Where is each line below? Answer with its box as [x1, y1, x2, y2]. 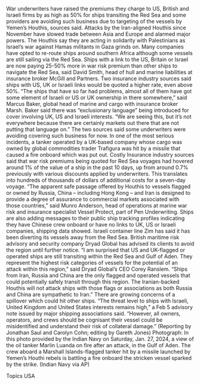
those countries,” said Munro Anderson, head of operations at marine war [6, 202, 187, 209]
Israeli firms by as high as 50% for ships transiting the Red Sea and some [6, 11, 186, 19]
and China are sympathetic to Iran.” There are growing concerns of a [6, 291, 176, 298]
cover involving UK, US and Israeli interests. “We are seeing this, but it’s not [6, 113, 192, 120]
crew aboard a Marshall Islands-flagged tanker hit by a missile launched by [6, 348, 191, 355]
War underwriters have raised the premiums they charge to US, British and [6, 5, 189, 12]
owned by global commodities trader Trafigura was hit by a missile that [6, 145, 181, 152]
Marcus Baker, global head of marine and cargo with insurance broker [6, 100, 178, 107]
